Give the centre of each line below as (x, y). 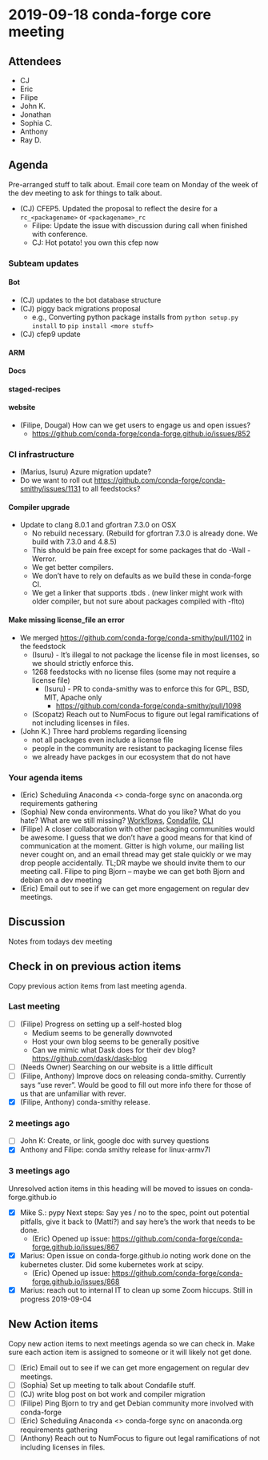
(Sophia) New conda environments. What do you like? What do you (130, 812)
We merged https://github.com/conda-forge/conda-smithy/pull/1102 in (136, 637)
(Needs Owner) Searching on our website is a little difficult (116, 1067)
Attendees (35, 61)
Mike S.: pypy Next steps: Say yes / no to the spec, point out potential (134, 1212)
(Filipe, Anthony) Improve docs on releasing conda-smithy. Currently (133, 1076)
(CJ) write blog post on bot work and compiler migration (112, 1394)
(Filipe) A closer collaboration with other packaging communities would (137, 828)
